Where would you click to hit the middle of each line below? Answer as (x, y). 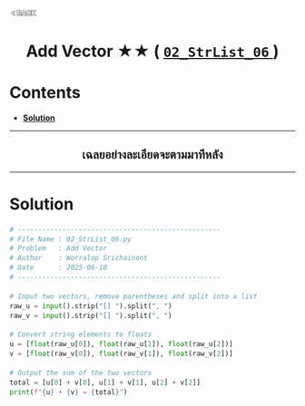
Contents (45, 93)
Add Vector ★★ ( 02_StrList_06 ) (152, 51)
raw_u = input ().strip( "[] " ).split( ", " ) (91, 306)
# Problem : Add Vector (58, 248)
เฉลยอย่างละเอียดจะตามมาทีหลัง (152, 155)
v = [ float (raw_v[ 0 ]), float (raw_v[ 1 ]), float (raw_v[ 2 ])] (121, 354)
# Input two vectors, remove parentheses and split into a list (133, 296)
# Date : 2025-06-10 (58, 268)
